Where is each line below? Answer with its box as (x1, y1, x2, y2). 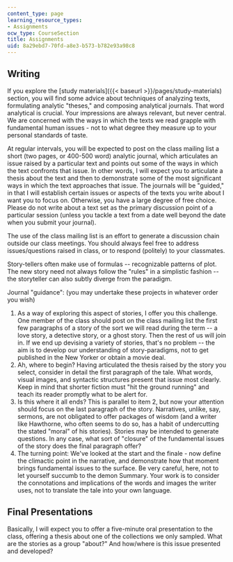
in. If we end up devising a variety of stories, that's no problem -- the (17, 338, 216, 347)
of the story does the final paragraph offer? (17, 442, 141, 450)
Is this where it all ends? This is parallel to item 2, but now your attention (17, 397, 225, 406)
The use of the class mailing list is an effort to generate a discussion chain (7, 231, 220, 240)
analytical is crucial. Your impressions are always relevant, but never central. (7, 108, 227, 117)
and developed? (7, 547, 54, 555)
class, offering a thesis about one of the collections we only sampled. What (7, 532, 223, 540)
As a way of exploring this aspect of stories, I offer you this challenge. (17, 308, 218, 317)
